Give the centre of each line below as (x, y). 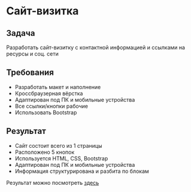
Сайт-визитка (43, 11)
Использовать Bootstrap (46, 112)
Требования (30, 73)
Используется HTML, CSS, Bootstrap (61, 158)
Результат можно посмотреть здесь (53, 182)
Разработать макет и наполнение (58, 87)
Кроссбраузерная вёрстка (49, 93)
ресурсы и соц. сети (32, 54)
